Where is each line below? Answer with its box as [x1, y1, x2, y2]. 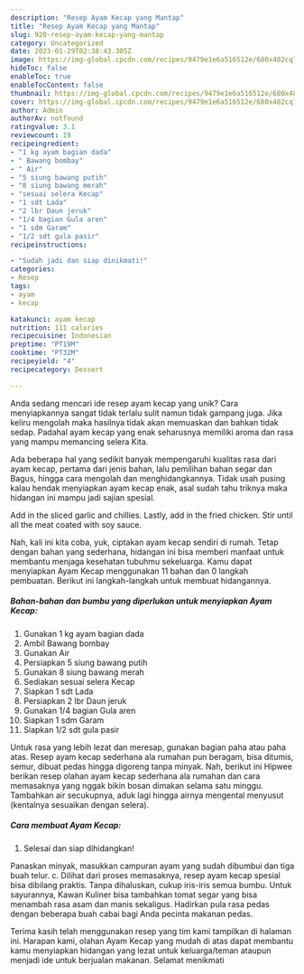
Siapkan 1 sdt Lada [23, 686, 94, 697]
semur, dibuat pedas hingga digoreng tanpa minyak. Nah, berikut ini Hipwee [10, 761, 292, 772]
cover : [10, 97, 35, 107]
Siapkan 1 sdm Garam [23, 715, 105, 726]
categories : [10, 265, 55, 274]
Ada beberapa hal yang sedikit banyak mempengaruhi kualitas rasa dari [10, 454, 277, 464]
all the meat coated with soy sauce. [10, 519, 143, 529]
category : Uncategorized [10, 38, 104, 48]
